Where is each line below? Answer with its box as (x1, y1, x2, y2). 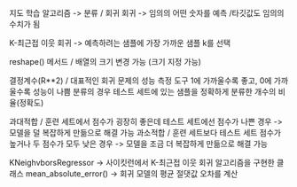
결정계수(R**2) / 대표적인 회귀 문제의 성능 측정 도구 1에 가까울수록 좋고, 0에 (9, 75, 272, 86)
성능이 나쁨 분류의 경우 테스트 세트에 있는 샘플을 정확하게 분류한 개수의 (32, 87, 277, 97)
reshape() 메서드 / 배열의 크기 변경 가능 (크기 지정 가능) (9, 57, 202, 66)
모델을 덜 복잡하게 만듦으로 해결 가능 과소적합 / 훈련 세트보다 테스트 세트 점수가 (9, 128, 282, 137)
